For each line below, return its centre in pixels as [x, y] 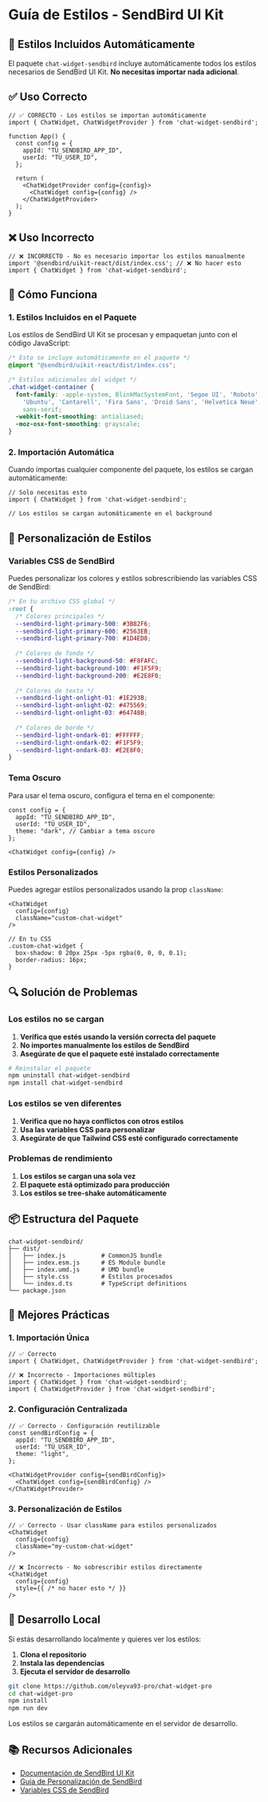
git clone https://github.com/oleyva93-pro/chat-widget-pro [110, 1686]
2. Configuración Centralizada [68, 1410]
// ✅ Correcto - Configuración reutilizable [84, 1426]
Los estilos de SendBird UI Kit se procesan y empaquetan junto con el [123, 335]
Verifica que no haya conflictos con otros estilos [102, 1121]
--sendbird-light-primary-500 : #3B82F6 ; [83, 624]
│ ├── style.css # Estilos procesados [91, 1276]
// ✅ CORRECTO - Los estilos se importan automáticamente [107, 115]
